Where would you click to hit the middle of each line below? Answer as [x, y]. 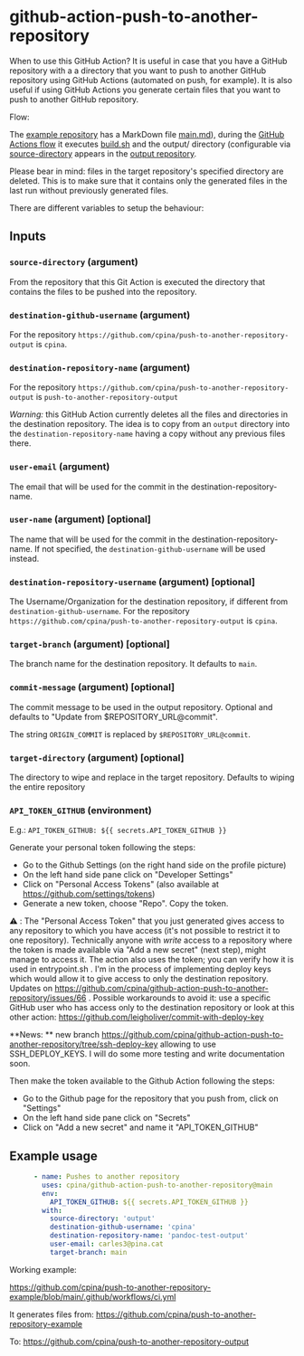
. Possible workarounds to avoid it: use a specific [180, 998]
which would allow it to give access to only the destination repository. [139, 979]
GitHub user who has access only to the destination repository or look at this [152, 1008]
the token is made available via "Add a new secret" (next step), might [138, 950]
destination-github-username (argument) [100, 315]
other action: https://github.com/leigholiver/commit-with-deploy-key [137, 1017]
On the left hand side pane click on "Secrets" [106, 1118]
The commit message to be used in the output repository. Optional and [141, 706]
